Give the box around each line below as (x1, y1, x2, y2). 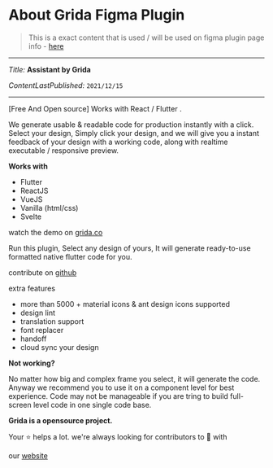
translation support (19, 316, 84, 326)
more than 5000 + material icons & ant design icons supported (19, 299, 230, 308)
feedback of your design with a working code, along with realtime (8, 137, 228, 147)
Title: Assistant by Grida (8, 64, 91, 74)
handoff (19, 334, 47, 343)
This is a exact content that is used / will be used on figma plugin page (28, 33, 265, 42)
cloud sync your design (19, 342, 99, 352)
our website (8, 450, 49, 461)
